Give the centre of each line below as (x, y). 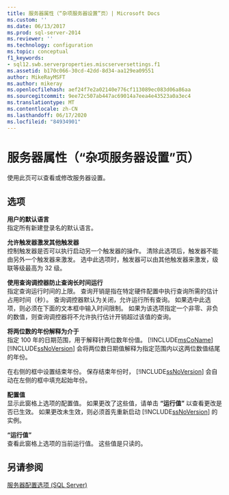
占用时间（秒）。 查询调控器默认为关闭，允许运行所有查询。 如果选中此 (106, 300)
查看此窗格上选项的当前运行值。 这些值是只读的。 (77, 444)
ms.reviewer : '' (30, 39)
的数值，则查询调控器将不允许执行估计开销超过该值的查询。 (91, 317)
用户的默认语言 (28, 219)
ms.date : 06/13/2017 (37, 26)
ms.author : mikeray (35, 84)
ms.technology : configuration (50, 45)
